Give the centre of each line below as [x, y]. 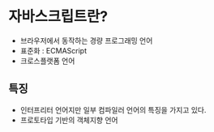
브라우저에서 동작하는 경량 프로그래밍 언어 [86, 40]
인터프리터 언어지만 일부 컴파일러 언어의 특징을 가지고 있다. [113, 109]
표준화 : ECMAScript [53, 50]
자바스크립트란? [58, 17]
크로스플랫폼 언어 [47, 61]
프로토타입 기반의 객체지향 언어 [69, 120]
